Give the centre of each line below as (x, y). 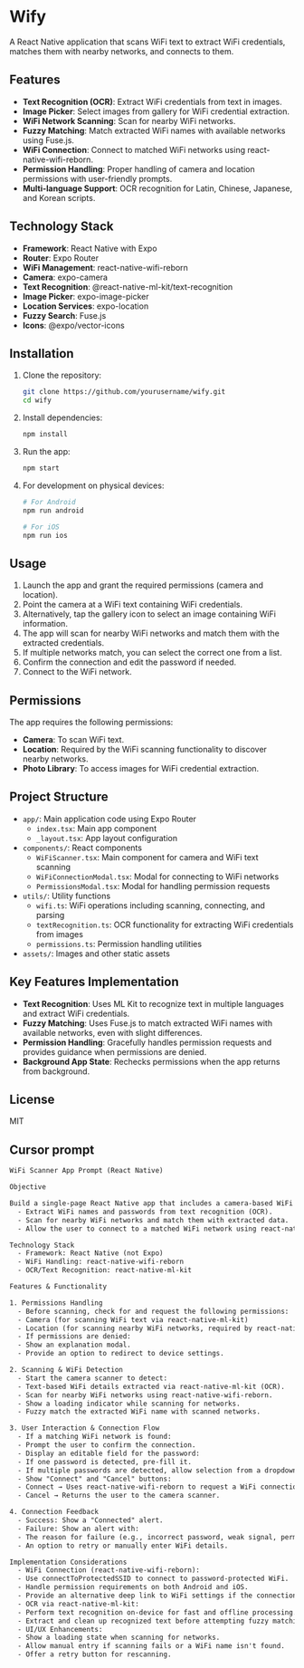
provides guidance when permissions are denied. (114, 1051)
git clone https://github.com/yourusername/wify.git (124, 392)
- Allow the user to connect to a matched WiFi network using (137, 1229)
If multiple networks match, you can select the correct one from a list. (152, 653)
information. (45, 624)
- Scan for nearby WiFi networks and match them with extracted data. (153, 1220)
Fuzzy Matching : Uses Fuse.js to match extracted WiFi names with (147, 1023)
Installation (42, 354)
